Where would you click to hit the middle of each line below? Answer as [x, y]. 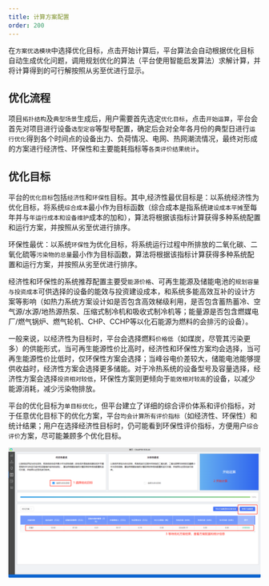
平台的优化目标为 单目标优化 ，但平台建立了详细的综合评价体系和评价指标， [128, 406]
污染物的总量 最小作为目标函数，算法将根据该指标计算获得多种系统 [142, 255]
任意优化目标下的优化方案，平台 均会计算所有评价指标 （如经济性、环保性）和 [136, 416]
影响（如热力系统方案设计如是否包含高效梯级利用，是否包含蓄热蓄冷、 [138, 301]
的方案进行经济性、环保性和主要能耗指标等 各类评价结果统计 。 [106, 149]
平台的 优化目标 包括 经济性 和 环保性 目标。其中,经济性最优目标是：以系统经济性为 [134, 197]
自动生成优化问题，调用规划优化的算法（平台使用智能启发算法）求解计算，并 [134, 60]
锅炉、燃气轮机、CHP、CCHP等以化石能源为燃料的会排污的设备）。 [142, 321]
